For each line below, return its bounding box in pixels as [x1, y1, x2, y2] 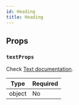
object [9, 90, 27, 98]
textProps [6, 54, 34, 60]
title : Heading [6, 14, 44, 20]
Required [32, 80, 58, 88]
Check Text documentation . [6, 65, 74, 73]
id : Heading [6, 8, 35, 15]
